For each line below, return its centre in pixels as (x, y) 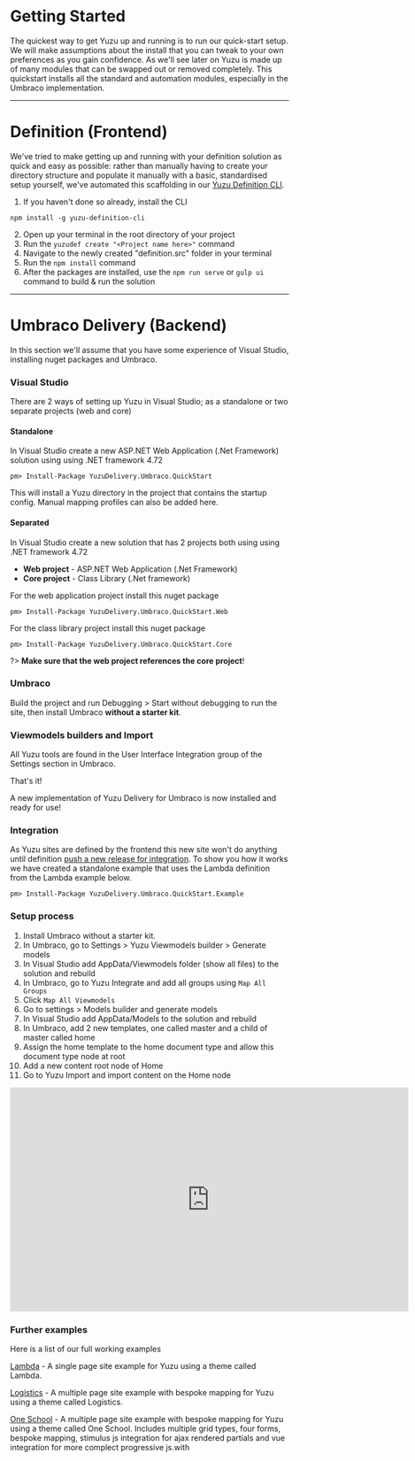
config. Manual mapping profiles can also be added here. (115, 503)
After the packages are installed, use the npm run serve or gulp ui (143, 272)
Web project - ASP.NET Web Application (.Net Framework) (130, 569)
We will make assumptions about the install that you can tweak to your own (147, 50)
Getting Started (68, 16)
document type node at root (74, 1056)
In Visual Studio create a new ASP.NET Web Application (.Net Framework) (145, 451)
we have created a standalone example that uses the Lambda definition (140, 868)
